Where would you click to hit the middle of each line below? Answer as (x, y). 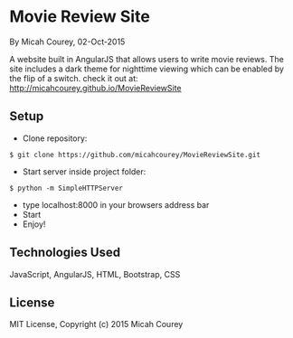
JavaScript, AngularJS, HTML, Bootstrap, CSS (95, 274)
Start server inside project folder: (84, 171)
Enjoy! (34, 224)
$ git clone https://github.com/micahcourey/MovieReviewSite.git (135, 155)
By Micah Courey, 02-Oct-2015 (67, 42)
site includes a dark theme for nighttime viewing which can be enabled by (147, 69)
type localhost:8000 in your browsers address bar (116, 204)
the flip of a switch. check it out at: (74, 78)
